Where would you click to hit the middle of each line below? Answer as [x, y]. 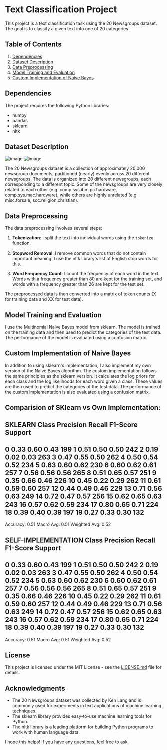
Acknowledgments [35, 688]
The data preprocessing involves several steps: [54, 228]
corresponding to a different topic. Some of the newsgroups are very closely [84, 184]
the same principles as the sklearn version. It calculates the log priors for [80, 376]
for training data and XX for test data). [44, 299]
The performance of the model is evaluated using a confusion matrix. [76, 337]
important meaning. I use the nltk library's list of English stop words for [85, 259]
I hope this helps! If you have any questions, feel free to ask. [67, 742]
